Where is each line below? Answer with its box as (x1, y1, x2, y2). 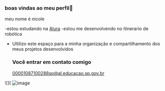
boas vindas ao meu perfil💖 (5, 5, 73, 12)
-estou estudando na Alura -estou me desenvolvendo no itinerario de (5, 26, 149, 32)
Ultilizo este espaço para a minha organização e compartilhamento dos (12, 41, 160, 47)
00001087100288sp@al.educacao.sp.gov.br (12, 70, 104, 76)
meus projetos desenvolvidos (12, 46, 74, 52)
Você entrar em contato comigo (12, 59, 91, 66)
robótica (5, 31, 22, 37)
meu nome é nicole (5, 16, 45, 22)
